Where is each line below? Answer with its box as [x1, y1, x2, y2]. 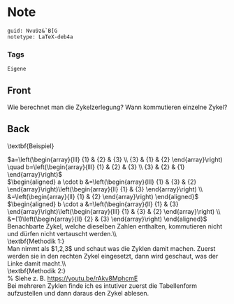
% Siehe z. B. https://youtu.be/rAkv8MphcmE [7, 274, 138, 282]
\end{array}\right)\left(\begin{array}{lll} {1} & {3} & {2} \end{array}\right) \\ [7, 207, 221, 215]
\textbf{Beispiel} [7, 141, 54, 150]
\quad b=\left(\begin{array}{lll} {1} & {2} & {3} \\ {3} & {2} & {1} [7, 162, 185, 171]
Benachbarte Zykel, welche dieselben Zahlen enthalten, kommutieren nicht [7, 222, 223, 231]
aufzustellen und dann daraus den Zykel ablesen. [7, 289, 149, 297]
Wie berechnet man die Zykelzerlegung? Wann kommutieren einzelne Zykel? [7, 103, 228, 112]
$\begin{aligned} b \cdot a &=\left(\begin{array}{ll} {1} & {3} [7, 200, 180, 208]
